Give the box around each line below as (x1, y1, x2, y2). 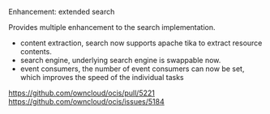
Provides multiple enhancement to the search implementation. (8, 23, 216, 32)
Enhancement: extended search (8, 7, 115, 16)
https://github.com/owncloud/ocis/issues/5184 (8, 97, 165, 106)
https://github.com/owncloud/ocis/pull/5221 (8, 88, 156, 98)
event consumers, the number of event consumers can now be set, (19, 64, 245, 74)
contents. (19, 47, 53, 56)
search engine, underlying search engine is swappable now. (19, 56, 221, 65)
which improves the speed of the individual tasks (19, 73, 184, 82)
